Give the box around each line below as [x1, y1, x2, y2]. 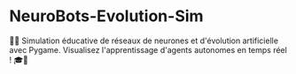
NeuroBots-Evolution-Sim [9, 6, 204, 26]
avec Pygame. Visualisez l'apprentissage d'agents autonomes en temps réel [9, 44, 288, 55]
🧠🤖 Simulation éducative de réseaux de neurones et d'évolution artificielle [9, 35, 279, 46]
